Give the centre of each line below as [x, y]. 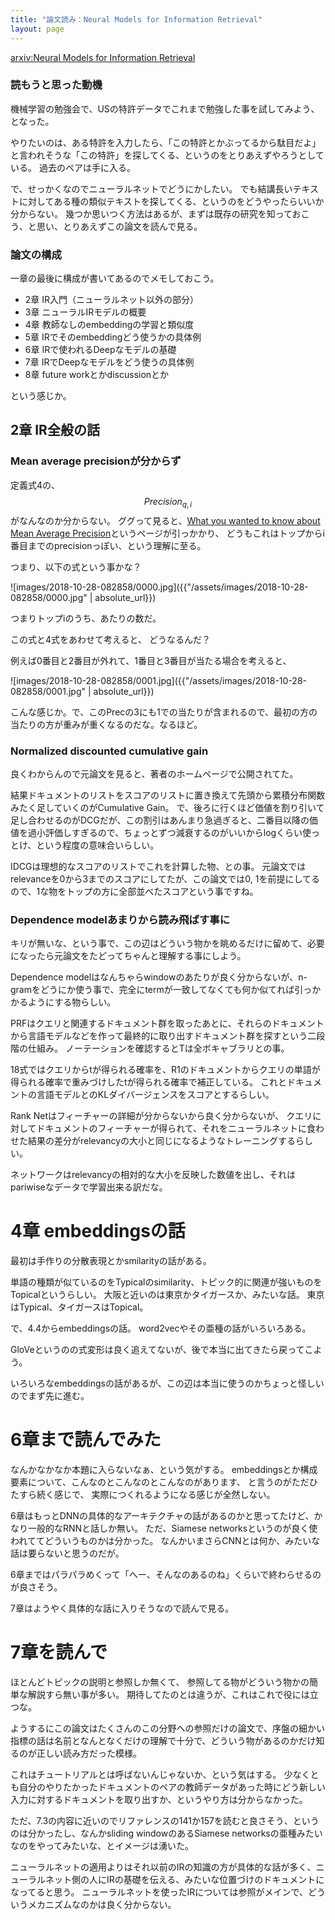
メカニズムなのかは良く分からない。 [102, 1904]
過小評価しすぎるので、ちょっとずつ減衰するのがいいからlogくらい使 [169, 832]
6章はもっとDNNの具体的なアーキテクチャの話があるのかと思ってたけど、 [162, 1516]
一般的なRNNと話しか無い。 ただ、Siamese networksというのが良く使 [172, 1528]
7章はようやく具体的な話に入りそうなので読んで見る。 [122, 1608]
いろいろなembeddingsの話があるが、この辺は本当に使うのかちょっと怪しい [167, 1383]
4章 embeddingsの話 [98, 1231]
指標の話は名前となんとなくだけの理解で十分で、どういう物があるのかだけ [163, 1740]
